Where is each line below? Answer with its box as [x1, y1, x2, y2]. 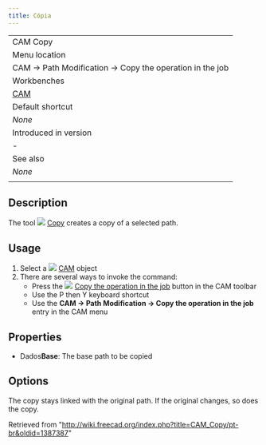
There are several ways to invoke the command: [19, 272, 178, 282]
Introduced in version [12, 127, 92, 138]
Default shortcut [12, 101, 73, 112]
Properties [8, 330, 62, 344]
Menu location [12, 49, 66, 60]
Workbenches [12, 75, 65, 86]
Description [8, 197, 68, 210]
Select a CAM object [19, 264, 98, 273]
